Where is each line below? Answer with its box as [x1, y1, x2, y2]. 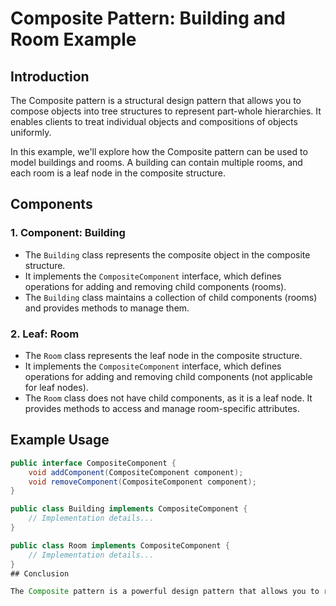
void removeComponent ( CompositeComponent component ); [28, 477, 257, 487]
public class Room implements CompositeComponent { [10, 540, 230, 551]
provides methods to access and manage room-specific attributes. [24, 402, 300, 414]
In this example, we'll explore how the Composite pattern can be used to [10, 146, 308, 157]
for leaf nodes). [24, 381, 89, 393]
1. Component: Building [10, 226, 126, 240]
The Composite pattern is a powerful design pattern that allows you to [10, 587, 320, 597]
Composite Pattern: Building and [10, 7, 286, 30]
